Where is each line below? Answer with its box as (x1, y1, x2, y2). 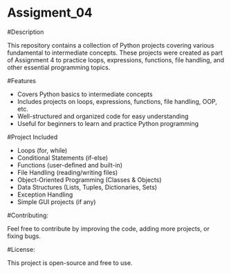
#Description (7, 28, 44, 36)
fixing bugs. (7, 232, 41, 240)
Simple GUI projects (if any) (17, 197, 96, 205)
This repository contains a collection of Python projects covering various (7, 41, 214, 49)
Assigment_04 (7, 5, 93, 21)
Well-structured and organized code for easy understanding (17, 112, 189, 120)
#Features (7, 76, 37, 84)
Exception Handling (17, 190, 73, 199)
